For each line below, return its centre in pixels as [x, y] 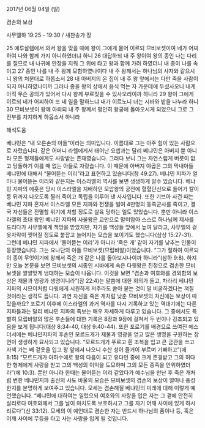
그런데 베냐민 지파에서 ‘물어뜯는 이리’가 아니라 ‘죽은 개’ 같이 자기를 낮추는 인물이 [101, 242]
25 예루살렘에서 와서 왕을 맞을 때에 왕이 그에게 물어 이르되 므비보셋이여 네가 [97, 48]
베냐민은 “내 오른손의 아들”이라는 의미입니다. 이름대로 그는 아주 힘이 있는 [93, 143]
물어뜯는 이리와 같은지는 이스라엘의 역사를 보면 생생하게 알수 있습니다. [101, 181]
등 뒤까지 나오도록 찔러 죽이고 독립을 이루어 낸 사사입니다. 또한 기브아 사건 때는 [100, 197]
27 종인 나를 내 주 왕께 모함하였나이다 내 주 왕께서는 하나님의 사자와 [98, 71]
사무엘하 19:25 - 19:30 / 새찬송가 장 [49, 35]
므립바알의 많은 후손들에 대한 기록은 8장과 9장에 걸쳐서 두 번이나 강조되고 [105, 319]
